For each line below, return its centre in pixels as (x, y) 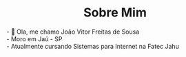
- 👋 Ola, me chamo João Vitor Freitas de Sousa (73, 32)
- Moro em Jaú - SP (34, 38)
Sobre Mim (115, 13)
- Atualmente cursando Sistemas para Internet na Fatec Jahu (93, 46)
